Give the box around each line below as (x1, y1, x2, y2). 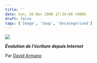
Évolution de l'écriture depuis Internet (5, 43, 84, 49)
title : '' (5, 7, 25, 12)
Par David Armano (5, 53, 42, 59)
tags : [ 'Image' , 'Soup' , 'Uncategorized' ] (5, 21, 93, 26)
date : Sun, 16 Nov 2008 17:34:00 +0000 (5, 12, 86, 17)
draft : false (5, 16, 32, 21)
